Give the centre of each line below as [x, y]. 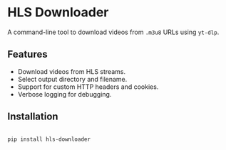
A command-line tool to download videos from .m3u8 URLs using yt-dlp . [113, 32]
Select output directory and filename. [72, 79]
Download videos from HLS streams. [72, 71]
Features [27, 54]
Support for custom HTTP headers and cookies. [88, 87]
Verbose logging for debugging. [65, 94]
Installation [33, 117]
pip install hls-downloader [49, 139]
